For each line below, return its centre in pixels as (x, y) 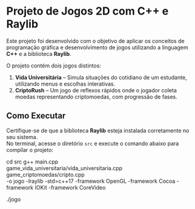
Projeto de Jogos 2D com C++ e (88, 11)
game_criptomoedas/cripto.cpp (45, 174)
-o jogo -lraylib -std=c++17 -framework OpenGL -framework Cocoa (91, 181)
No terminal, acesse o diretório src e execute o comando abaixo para (93, 143)
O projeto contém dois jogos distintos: (54, 66)
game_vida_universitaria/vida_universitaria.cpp (64, 168)
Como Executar (36, 116)
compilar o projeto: (30, 149)
